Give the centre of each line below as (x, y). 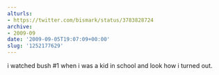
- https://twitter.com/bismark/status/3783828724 (81, 20)
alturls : (20, 14)
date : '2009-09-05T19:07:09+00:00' (59, 40)
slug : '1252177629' (35, 46)
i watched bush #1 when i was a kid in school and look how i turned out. (110, 66)
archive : (20, 26)
